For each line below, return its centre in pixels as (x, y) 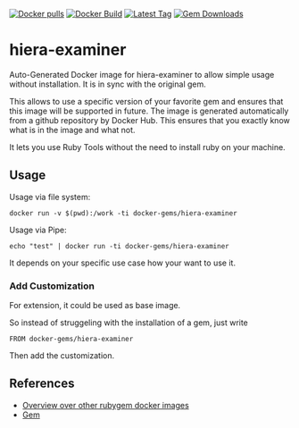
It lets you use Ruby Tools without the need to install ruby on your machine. (147, 147)
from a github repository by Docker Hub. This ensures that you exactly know (149, 120)
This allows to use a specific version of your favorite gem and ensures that (146, 101)
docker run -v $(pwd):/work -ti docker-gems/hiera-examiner (124, 213)
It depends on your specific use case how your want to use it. (123, 263)
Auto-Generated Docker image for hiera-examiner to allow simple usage (142, 74)
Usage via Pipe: (38, 230)
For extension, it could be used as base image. (95, 306)
